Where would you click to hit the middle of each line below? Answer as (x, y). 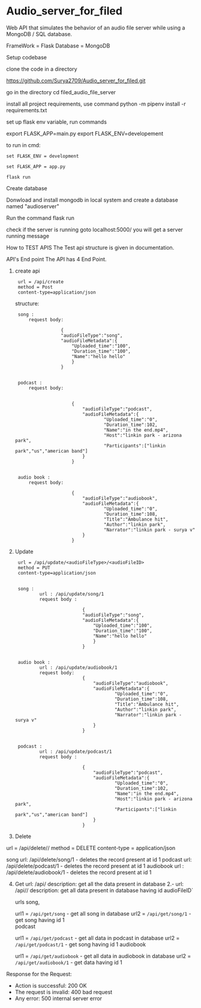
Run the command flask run (40, 218)
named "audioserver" (33, 206)
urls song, (27, 902)
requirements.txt (27, 110)
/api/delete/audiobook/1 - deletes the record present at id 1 (79, 872)
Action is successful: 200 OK (51, 985)
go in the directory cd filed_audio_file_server (61, 92)
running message (28, 236)
